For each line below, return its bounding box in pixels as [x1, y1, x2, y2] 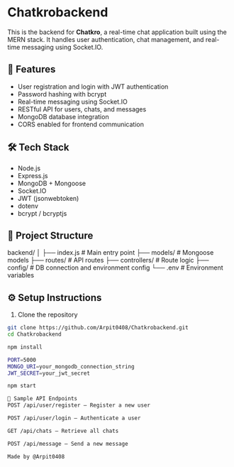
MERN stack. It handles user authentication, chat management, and [7, 35, 204, 43]
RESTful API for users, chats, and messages [17, 104, 147, 114]
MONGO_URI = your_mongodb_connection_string [7, 363, 135, 370]
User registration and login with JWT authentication [17, 82, 169, 91]
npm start [7, 383, 37, 390]
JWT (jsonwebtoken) [17, 194, 79, 202]
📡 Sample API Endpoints [7, 395, 78, 402]
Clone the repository [17, 310, 78, 319]
